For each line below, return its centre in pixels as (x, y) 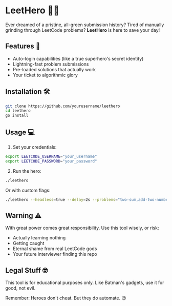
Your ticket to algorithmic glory (45, 75)
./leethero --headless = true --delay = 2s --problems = (61, 199)
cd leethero (18, 111)
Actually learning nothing (39, 238)
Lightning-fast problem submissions (51, 64)
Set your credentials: (35, 147)
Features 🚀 (23, 46)
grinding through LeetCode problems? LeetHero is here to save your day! (83, 30)
